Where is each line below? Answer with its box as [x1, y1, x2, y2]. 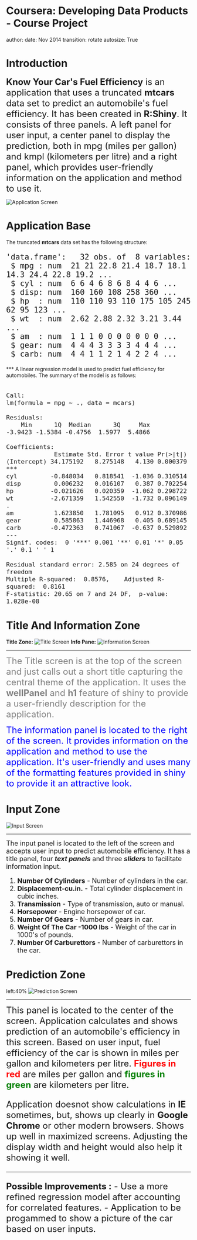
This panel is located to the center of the [6, 1004, 174, 1016]
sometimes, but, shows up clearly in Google [6, 1109, 188, 1121]
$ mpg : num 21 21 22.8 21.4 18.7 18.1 [11, 261, 186, 271]
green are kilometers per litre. [6, 1079, 130, 1091]
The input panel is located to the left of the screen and [6, 839, 175, 848]
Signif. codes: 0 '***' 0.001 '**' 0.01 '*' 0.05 [6, 538, 184, 546]
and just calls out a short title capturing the [6, 666, 184, 677]
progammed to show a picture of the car [6, 1212, 173, 1224]
